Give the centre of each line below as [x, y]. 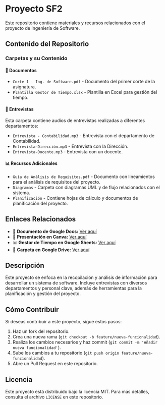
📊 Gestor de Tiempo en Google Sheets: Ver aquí [64, 242]
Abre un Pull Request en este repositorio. [55, 364]
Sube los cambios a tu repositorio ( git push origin [66, 353]
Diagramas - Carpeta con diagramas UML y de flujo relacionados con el [86, 187]
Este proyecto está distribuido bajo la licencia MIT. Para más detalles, [77, 392]
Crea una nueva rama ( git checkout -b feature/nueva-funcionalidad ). [86, 337]
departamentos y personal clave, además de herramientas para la [74, 288]
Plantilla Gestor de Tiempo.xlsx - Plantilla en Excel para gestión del [85, 92]
